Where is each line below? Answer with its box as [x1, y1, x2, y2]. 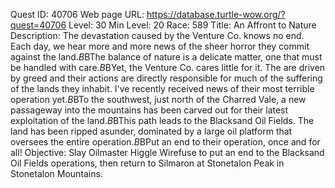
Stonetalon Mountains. [10, 168, 103, 179]
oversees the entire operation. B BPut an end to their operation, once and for [10, 136, 321, 148]
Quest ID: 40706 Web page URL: [10, 9, 145, 20]
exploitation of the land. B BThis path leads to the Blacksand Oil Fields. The [10, 115, 315, 126]
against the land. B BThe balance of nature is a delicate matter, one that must [10, 51, 323, 63]
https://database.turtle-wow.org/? [146, 9, 286, 20]
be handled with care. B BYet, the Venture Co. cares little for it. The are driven [10, 62, 326, 73]
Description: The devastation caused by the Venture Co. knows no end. [10, 30, 305, 41]
